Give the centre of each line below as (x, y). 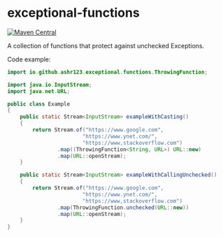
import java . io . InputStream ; (50, 85)
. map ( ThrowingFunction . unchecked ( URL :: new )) (123, 208)
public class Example (39, 104)
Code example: (29, 59)
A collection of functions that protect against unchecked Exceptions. (106, 45)
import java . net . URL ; (39, 91)
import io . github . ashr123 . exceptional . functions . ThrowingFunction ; (108, 72)
